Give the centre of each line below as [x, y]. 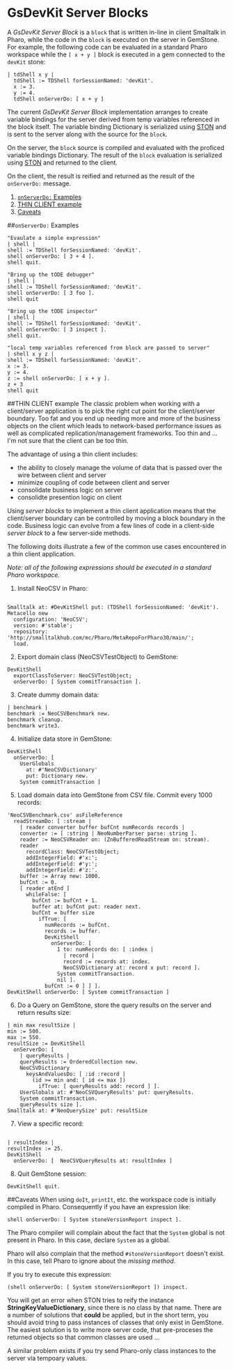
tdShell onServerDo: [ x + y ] [59, 99]
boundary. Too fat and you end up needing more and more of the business [114, 418]
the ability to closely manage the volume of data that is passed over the [120, 467]
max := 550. [24, 1037]
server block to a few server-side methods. [69, 533]
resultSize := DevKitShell [46, 1043]
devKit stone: [26, 61]
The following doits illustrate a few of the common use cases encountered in [117, 546]
